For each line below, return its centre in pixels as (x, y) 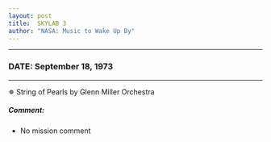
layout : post (30, 16)
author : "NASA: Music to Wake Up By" (72, 31)
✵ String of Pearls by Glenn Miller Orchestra (81, 92)
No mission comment (55, 131)
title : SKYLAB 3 (38, 23)
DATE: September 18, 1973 (61, 67)
